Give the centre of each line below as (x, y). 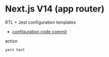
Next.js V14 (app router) (55, 9)
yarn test (15, 50)
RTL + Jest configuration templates (41, 22)
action (11, 41)
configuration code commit (39, 31)
